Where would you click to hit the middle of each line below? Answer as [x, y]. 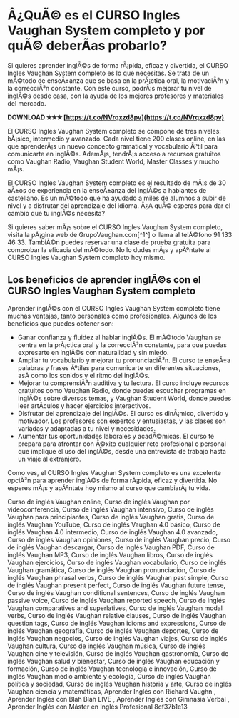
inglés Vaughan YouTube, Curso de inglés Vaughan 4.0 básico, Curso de [114, 524]
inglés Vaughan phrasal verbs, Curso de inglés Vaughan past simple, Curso [118, 577]
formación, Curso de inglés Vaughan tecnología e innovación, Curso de [112, 669]
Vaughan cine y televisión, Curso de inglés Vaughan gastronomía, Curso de [118, 653]
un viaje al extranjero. [49, 459]
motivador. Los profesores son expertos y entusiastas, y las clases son [122, 421]
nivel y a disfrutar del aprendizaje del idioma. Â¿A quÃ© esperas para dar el [119, 205]
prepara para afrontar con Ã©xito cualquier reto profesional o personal [122, 444]
